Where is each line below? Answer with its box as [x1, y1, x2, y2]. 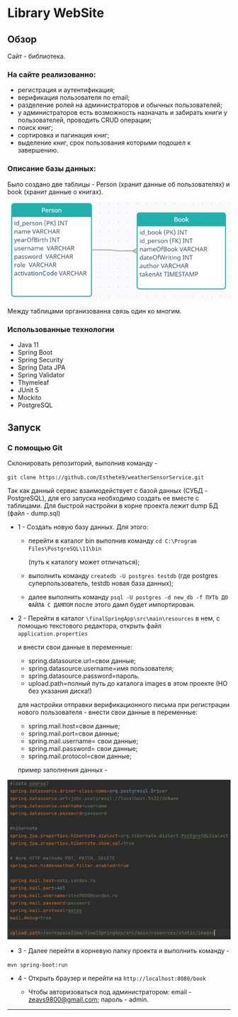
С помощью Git [7, 443, 63, 452]
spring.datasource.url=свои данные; [28, 656, 137, 665]
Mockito [17, 394, 42, 402]
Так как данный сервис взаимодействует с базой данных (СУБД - [7, 486, 208, 494]
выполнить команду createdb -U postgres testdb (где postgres [28, 571, 218, 579]
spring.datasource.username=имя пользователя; [28, 664, 174, 672]
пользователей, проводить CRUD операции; [17, 116, 152, 125]
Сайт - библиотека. [7, 52, 66, 60]
